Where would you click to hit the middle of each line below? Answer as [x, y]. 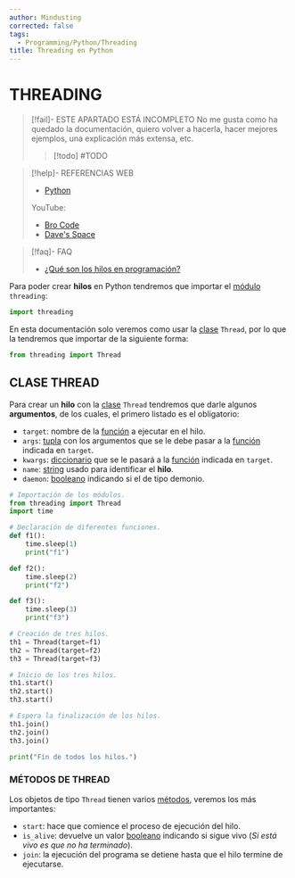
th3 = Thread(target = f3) [55, 658]
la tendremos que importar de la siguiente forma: [99, 338]
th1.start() [31, 683]
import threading [41, 312]
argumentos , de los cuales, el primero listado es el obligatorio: [124, 414]
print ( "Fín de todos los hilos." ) [74, 757]
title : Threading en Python [61, 51]
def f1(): [28, 536]
